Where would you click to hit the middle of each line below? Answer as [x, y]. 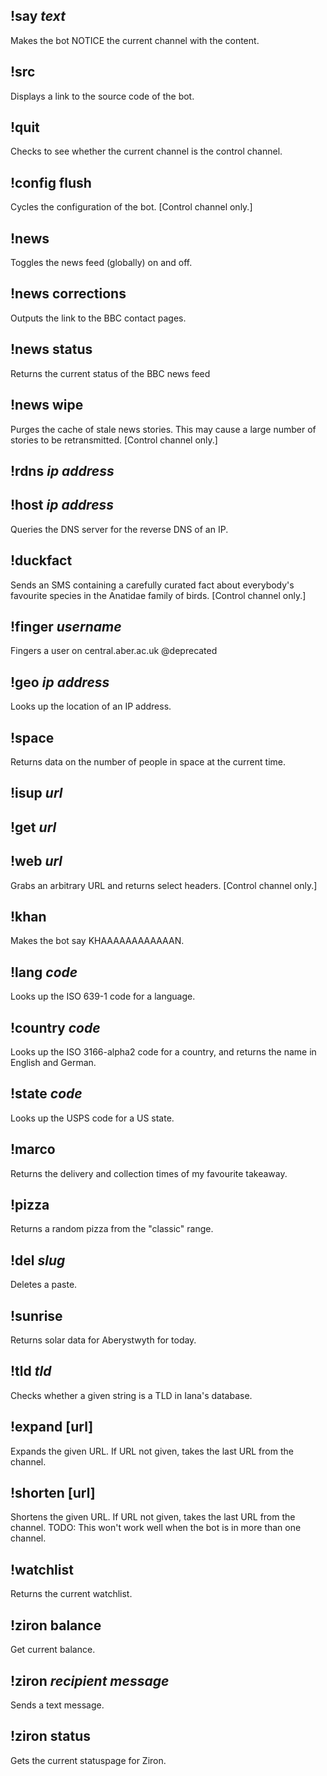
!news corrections [68, 294]
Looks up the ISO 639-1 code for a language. [103, 996]
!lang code [44, 972]
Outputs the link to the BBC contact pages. [98, 318]
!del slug [38, 1260]
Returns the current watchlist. [71, 1594]
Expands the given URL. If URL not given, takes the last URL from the [152, 1451]
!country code [55, 1027]
